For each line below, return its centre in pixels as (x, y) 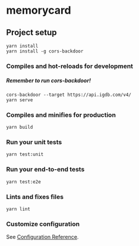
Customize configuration (43, 224)
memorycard (39, 10)
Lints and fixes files (35, 197)
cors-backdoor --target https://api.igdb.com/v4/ (69, 95)
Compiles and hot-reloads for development (70, 66)
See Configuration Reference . (42, 237)
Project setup (32, 32)
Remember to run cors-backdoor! (48, 80)
